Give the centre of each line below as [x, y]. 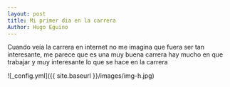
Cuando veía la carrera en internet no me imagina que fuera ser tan [106, 47]
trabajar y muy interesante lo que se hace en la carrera [88, 62]
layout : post [27, 14]
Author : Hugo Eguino [38, 27]
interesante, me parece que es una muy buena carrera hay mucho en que [115, 54]
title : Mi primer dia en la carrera [62, 21]
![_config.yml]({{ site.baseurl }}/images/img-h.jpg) [81, 76]
